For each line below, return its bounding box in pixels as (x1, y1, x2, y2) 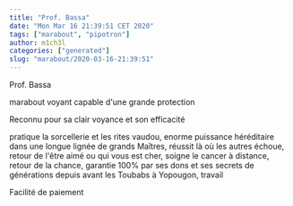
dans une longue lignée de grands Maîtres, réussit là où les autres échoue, (9, 141, 285, 151)
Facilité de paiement (9, 187, 84, 197)
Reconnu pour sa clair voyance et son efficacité (9, 114, 185, 124)
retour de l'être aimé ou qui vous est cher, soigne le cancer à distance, (9, 150, 270, 161)
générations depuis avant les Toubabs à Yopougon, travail (9, 169, 224, 180)
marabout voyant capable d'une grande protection (9, 97, 195, 107)
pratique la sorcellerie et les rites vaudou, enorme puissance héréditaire (9, 132, 275, 142)
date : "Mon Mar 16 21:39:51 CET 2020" (9, 21, 154, 30)
